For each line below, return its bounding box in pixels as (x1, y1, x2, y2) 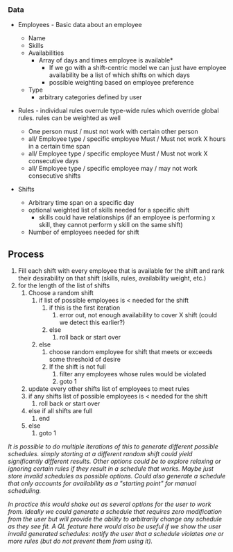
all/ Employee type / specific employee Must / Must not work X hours (28, 135, 226, 143)
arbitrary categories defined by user (38, 93, 143, 101)
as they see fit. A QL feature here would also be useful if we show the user (8, 522, 221, 530)
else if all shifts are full (28, 407, 93, 415)
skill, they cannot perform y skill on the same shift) (38, 221, 183, 229)
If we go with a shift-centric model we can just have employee (49, 64, 227, 72)
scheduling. (8, 487, 42, 495)
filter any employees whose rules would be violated (59, 370, 207, 378)
